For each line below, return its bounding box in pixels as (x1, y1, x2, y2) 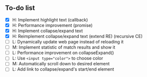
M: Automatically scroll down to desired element (12, 61, 110, 67)
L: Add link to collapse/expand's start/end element (12, 66, 114, 72)
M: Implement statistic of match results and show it (12, 44, 116, 50)
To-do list (5, 4, 35, 12)
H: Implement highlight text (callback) (12, 17, 88, 22)
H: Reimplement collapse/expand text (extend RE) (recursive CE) (12, 34, 143, 39)
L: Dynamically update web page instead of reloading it (12, 39, 124, 45)
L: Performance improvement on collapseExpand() (12, 50, 114, 56)
